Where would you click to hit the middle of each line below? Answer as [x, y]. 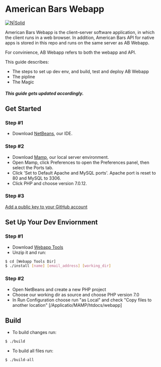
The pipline [24, 76]
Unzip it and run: [29, 252]
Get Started [23, 109]
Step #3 [15, 196]
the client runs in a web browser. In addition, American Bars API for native [80, 37]
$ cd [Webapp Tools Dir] [31, 261]
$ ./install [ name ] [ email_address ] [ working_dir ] [58, 266]
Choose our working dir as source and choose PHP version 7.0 [76, 294]
